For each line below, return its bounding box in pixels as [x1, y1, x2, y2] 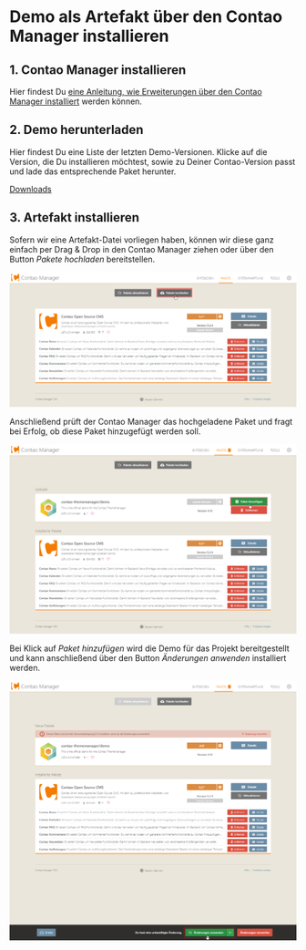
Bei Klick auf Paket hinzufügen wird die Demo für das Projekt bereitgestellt [9, 643, 290, 654]
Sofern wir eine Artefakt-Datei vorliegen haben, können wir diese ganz [9, 234, 275, 245]
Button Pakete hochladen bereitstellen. [9, 253, 156, 264]
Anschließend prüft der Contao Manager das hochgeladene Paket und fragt [9, 417, 293, 428]
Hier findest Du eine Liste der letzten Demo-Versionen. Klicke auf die [9, 146, 268, 157]
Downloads [9, 183, 52, 194]
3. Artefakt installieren [9, 210, 139, 225]
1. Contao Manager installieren [9, 62, 187, 77]
